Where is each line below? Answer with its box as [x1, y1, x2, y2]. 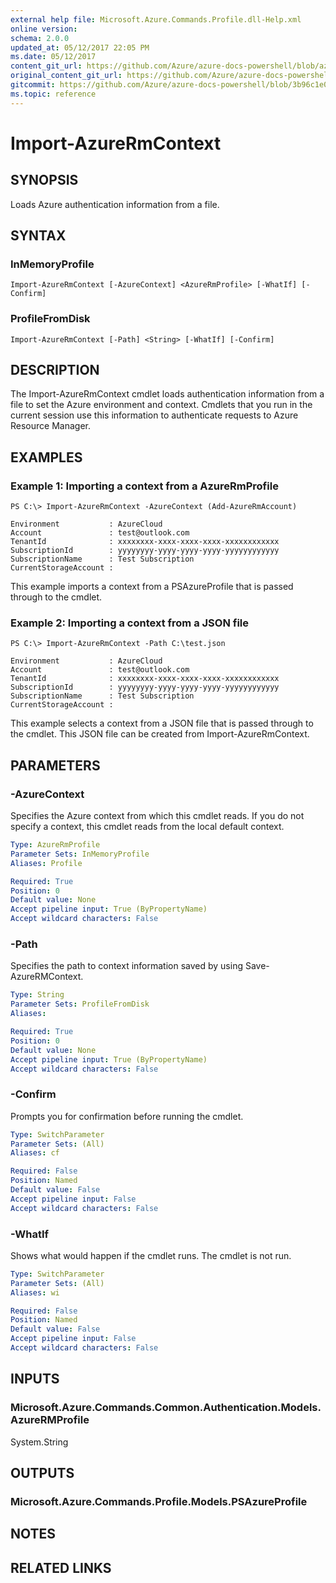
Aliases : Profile [10, 858, 83, 868]
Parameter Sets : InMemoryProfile [10, 849, 150, 859]
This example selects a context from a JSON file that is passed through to [10, 717, 314, 730]
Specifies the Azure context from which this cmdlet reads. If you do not [10, 810, 305, 822]
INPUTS [10, 1371, 60, 1388]
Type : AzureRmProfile [10, 840, 101, 850]
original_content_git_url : [10, 71, 123, 81]
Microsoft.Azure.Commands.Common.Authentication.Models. [10, 1401, 322, 1415]
